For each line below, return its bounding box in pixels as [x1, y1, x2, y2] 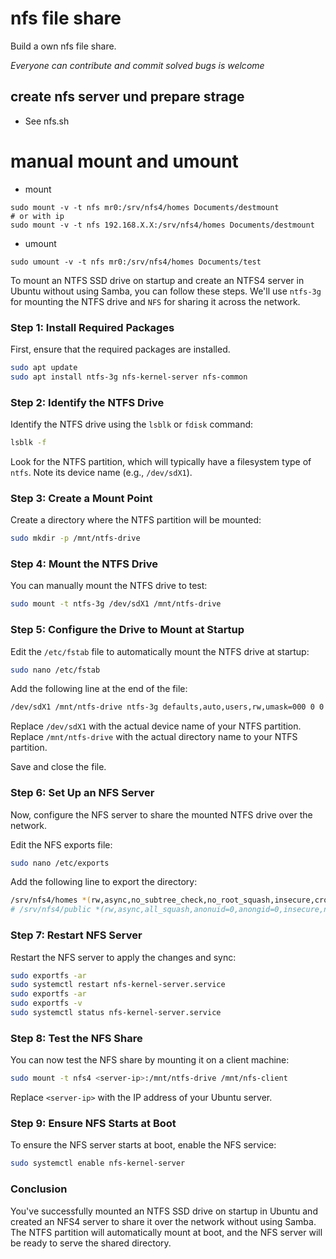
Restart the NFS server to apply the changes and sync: [10, 951, 237, 963]
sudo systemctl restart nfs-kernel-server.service [10, 980, 226, 990]
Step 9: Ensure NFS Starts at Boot [10, 1116, 177, 1130]
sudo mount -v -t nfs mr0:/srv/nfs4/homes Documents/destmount [10, 202, 280, 212]
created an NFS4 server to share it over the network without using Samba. [10, 1215, 317, 1227]
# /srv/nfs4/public [10, 905, 92, 915]
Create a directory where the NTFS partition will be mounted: [10, 514, 262, 526]
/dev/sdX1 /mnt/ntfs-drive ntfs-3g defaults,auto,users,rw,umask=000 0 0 [10, 702, 325, 712]
